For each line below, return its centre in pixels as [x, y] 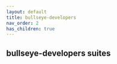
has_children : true [31, 29]
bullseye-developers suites [58, 53]
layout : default [26, 12]
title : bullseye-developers [41, 18]
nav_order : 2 [22, 23]
